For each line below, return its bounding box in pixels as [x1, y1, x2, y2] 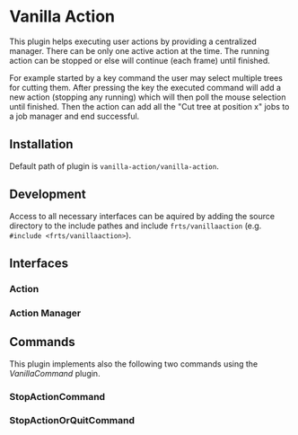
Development [9, 187, 87, 202]
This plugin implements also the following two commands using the [9, 358, 259, 369]
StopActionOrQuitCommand [9, 414, 136, 427]
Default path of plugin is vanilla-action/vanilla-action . [9, 160, 220, 172]
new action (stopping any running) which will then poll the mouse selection [9, 92, 286, 102]
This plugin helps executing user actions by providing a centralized [9, 36, 258, 47]
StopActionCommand [9, 390, 106, 403]
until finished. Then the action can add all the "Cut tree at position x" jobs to [9, 101, 290, 111]
